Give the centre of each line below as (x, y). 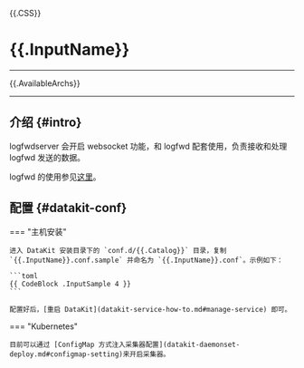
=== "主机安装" (38, 231)
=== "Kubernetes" (44, 326)
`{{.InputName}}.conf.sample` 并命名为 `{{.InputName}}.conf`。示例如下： (147, 260)
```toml (24, 276)
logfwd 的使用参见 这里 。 (55, 177)
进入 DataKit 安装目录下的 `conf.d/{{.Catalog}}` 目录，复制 (118, 250)
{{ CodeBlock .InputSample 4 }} (70, 284)
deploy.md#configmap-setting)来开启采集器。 (90, 354)
